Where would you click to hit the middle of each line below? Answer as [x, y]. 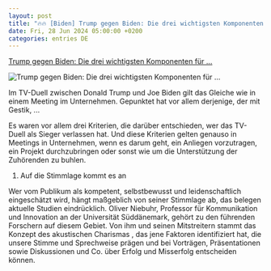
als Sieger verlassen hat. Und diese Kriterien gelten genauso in [132, 134]
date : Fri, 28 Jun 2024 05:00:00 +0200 [76, 31]
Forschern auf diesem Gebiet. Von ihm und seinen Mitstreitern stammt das [132, 226]
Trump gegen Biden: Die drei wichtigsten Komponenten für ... [110, 61]
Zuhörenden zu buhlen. [47, 160]
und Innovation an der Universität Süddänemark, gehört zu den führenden [132, 217]
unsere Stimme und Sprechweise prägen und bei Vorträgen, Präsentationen [134, 243]
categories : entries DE [49, 38]
